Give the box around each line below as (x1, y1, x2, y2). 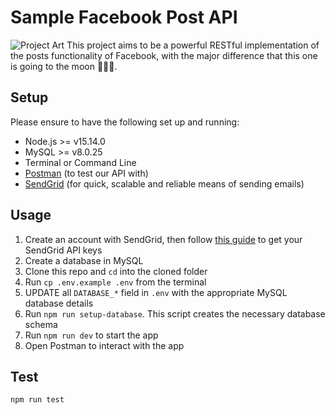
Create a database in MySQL (24, 254, 144, 266)
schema (24, 318, 58, 330)
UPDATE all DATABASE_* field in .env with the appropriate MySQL (24, 286, 288, 298)
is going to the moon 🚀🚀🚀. (10, 60, 118, 72)
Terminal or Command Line (24, 156, 137, 168)
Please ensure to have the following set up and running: (10, 116, 240, 128)
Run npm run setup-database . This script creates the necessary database (24, 307, 326, 320)
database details (24, 297, 94, 309)
